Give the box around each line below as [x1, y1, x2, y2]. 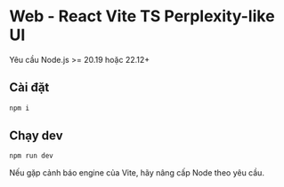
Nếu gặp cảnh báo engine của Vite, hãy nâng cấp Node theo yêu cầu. [9, 168, 265, 178]
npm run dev [9, 152, 53, 160]
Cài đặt [9, 80, 50, 95]
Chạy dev [9, 129, 64, 144]
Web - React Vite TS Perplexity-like [9, 6, 275, 27]
